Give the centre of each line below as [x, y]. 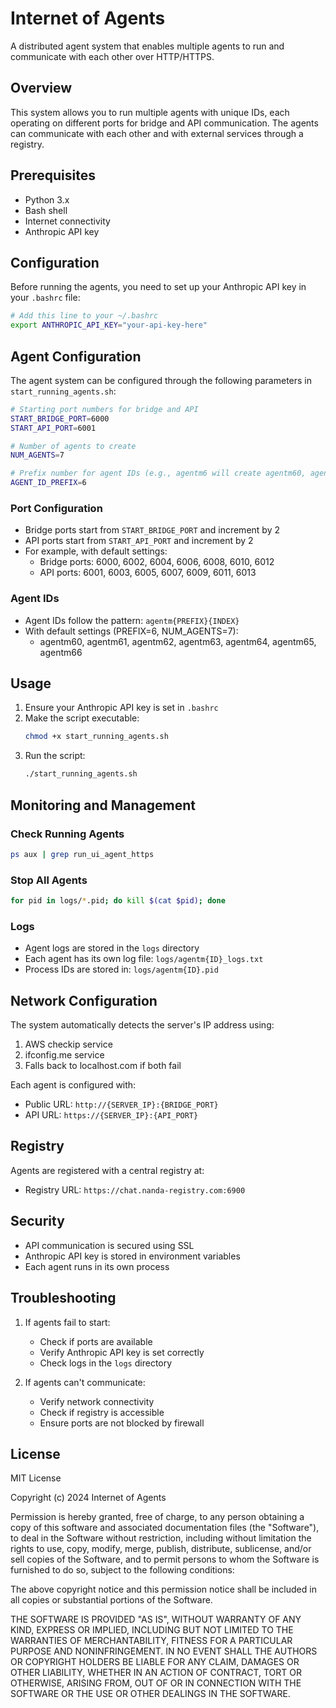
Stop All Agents [49, 880]
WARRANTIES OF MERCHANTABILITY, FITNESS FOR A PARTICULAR [151, 1641]
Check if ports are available [96, 1341]
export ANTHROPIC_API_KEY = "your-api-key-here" [109, 325]
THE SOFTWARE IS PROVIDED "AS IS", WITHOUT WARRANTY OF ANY [156, 1619]
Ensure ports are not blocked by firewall [122, 1423]
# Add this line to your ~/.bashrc [84, 316]
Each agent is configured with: [73, 1085]
